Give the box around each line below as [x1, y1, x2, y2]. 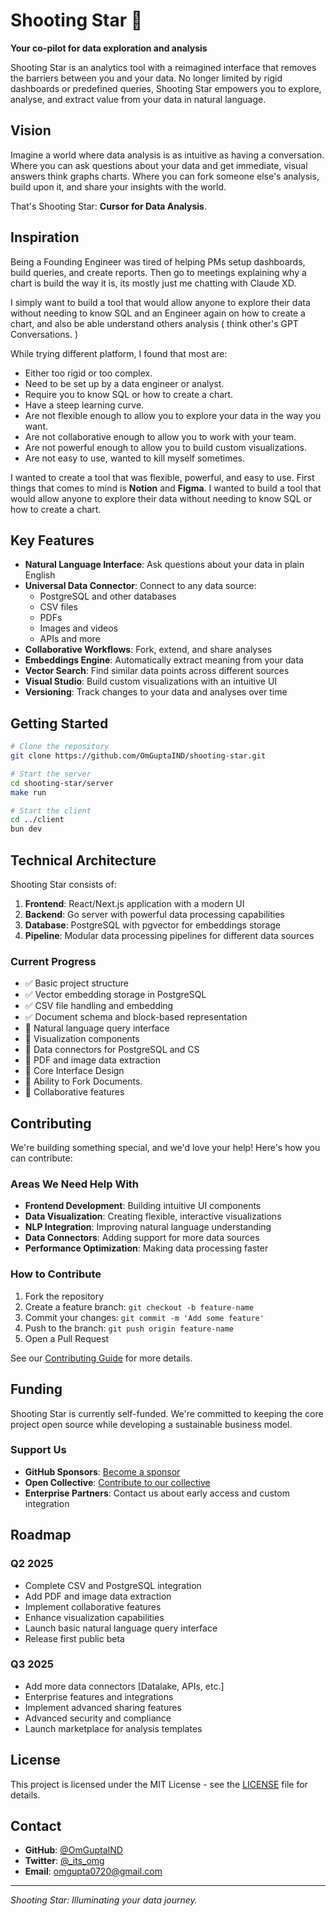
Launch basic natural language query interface [24, 1622, 218, 1634]
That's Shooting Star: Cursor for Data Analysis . [10, 200, 207, 212]
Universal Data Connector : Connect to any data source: [24, 580, 257, 592]
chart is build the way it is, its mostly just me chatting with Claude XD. [10, 277, 297, 289]
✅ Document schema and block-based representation [24, 1011, 248, 1023]
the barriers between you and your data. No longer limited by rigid [10, 72, 283, 84]
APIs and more [39, 633, 101, 645]
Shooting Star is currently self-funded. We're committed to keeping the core [10, 1407, 324, 1419]
